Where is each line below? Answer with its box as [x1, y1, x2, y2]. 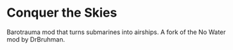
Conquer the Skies [6, 5, 118, 21]
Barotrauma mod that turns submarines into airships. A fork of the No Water [6, 28, 226, 36]
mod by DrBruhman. [6, 35, 65, 43]
